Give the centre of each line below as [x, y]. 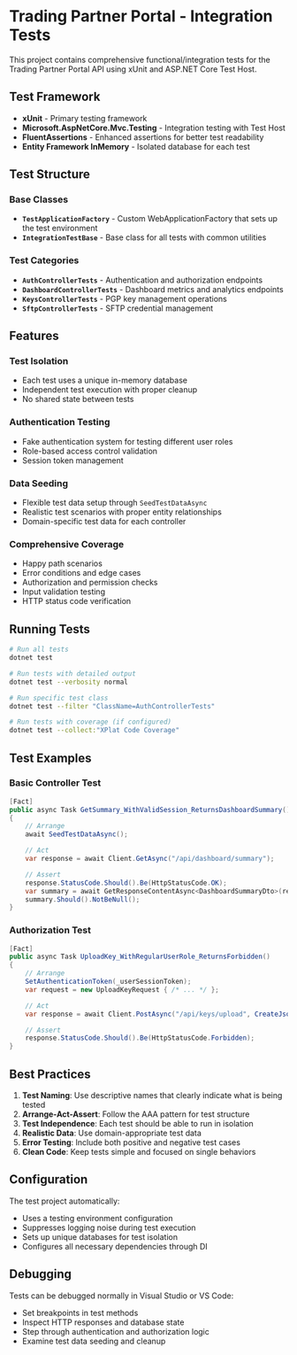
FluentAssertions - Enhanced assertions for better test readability [143, 137]
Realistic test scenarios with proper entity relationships [122, 512]
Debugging [41, 1274]
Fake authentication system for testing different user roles [127, 441]
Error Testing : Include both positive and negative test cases [131, 1142]
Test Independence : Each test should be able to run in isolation [137, 1124]
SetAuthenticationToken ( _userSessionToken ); [108, 982]
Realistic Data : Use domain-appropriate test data [111, 1133]
